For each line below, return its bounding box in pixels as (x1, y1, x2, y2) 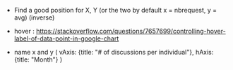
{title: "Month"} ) (13, 55, 63, 64)
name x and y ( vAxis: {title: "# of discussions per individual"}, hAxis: (13, 48, 214, 56)
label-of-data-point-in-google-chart (13, 34, 119, 43)
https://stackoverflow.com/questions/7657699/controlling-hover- (36, 27, 226, 35)
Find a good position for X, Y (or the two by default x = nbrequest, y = (13, 6, 217, 14)
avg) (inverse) (13, 13, 55, 22)
